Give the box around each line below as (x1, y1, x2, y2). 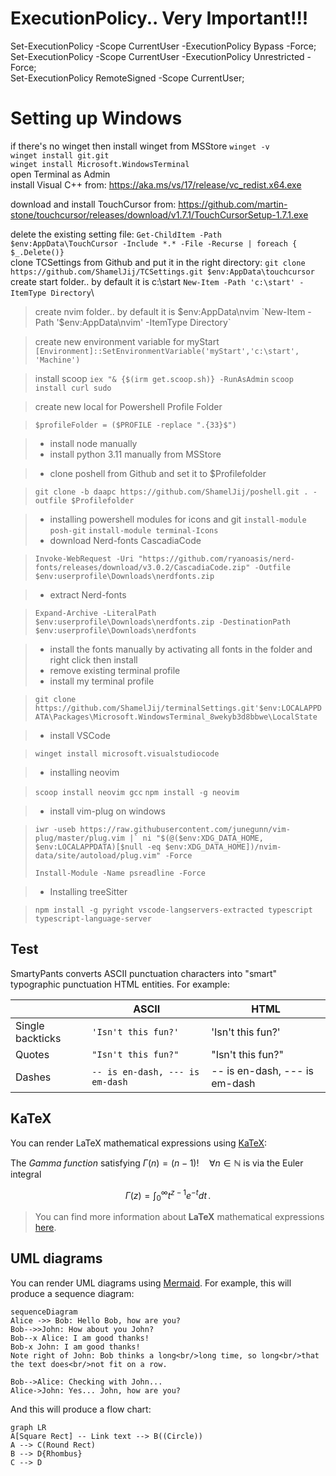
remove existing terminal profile (49, 664, 181, 676)
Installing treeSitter (49, 885, 128, 897)
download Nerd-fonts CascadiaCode (49, 534, 202, 546)
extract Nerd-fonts (49, 588, 127, 601)
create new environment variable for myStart (34, 335, 220, 347)
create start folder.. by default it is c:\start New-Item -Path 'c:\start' (10, 275, 296, 287)
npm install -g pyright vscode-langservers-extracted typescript (34, 905, 313, 915)
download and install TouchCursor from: (10, 198, 177, 210)
